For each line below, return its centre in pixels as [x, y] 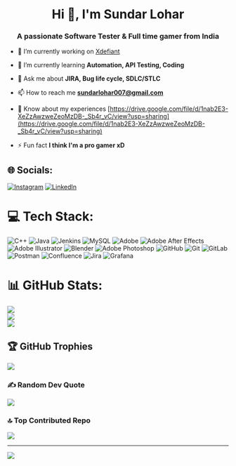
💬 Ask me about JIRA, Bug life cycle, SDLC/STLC [89, 79]
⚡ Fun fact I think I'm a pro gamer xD [71, 145]
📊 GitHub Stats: [55, 285]
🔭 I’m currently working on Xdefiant [69, 51]
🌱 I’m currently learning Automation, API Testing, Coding [101, 65]
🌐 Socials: [30, 170]
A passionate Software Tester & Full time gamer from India [118, 36]
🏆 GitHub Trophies [50, 346]
